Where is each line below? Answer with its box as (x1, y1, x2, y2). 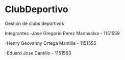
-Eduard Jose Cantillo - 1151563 (5, 50, 71, 56)
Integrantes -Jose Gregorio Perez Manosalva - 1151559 (5, 30, 120, 36)
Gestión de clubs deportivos (5, 20, 64, 26)
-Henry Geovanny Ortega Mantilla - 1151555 (5, 40, 96, 46)
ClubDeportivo (5, 4, 68, 15)
